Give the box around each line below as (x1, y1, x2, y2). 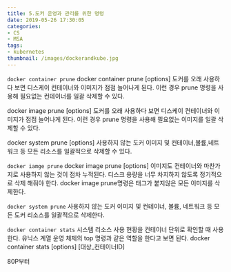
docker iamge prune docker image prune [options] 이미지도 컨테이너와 (7, 161, 203, 169)
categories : (7, 23, 41, 30)
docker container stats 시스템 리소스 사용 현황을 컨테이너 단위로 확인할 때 (7, 225, 212, 233)
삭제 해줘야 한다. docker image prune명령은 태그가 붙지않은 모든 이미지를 (14, 178, 214, 187)
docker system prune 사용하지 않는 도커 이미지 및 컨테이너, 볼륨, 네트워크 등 (7, 202, 212, 210)
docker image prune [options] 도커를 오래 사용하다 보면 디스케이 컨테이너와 (7, 106, 213, 114)
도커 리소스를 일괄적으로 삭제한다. (14, 211, 105, 219)
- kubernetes (7, 49, 45, 56)
